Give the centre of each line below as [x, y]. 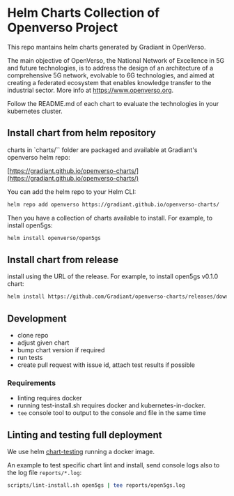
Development [37, 318]
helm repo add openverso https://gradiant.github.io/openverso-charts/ [113, 204]
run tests [30, 358]
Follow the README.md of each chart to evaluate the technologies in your [113, 103]
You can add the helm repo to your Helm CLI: [72, 191]
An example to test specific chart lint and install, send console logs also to [114, 465]
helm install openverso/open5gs [54, 238]
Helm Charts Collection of [84, 13]
